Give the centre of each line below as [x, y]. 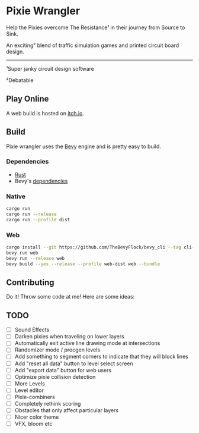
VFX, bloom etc [33, 424]
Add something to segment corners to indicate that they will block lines [101, 357]
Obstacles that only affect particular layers [67, 410]
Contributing [30, 282]
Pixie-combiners [35, 397]
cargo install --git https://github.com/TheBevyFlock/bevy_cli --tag [94, 247]
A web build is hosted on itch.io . [45, 113]
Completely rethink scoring [48, 403]
